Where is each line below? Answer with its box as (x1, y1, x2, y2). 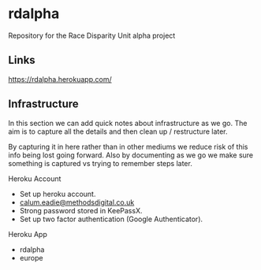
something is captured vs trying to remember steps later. (8, 158, 193, 168)
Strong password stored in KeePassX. (19, 205, 143, 215)
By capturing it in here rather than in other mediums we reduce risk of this (8, 142, 248, 151)
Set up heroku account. (19, 189, 96, 198)
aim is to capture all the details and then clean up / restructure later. (8, 127, 228, 136)
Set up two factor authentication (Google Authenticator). (19, 214, 203, 224)
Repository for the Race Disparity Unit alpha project (8, 31, 176, 40)
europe (19, 253, 43, 262)
